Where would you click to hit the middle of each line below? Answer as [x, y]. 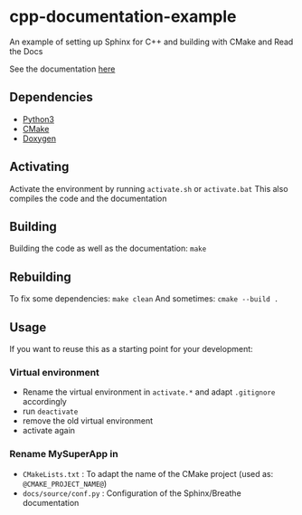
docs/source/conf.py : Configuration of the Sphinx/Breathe [132, 493]
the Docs [26, 51]
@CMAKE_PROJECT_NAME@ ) [65, 483]
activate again [48, 431]
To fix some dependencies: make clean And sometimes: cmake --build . [144, 299]
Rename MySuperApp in [64, 454]
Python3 [38, 119]
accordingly [45, 402]
